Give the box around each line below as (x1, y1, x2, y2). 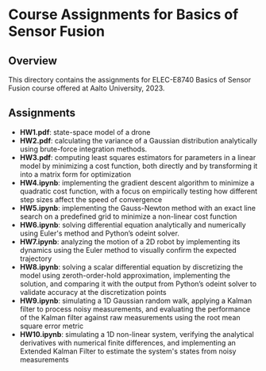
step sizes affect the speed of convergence (19, 194, 163, 204)
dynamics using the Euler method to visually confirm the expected (19, 245, 237, 254)
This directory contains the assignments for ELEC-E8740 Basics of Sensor (8, 75, 252, 84)
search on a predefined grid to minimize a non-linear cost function (19, 212, 237, 221)
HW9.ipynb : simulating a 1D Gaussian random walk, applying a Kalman (19, 296, 253, 305)
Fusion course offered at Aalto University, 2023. (8, 83, 165, 93)
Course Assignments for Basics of (8, 6, 239, 24)
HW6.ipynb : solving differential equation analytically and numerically (19, 220, 246, 229)
